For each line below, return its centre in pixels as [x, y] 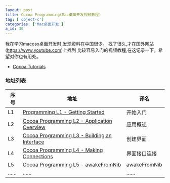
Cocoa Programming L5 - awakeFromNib [72, 165]
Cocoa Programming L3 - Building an [67, 136]
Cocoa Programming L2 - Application [67, 121]
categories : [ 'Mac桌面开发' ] [34, 24]
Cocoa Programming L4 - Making [63, 150]
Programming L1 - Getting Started [63, 112]
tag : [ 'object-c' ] [25, 19]
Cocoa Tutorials [29, 67]
